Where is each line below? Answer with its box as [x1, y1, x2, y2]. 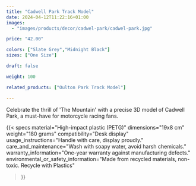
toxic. [6, 162, 20, 169]
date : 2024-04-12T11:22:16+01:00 [6, 14, 89, 20]
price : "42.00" [6, 36, 44, 42]
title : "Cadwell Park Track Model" [6, 8, 94, 15]
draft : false [6, 63, 39, 69]
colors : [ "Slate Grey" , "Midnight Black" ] [6, 47, 110, 53]
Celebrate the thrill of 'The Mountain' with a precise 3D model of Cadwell [6, 106, 185, 113]
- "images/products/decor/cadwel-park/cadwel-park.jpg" [11, 25, 153, 31]
